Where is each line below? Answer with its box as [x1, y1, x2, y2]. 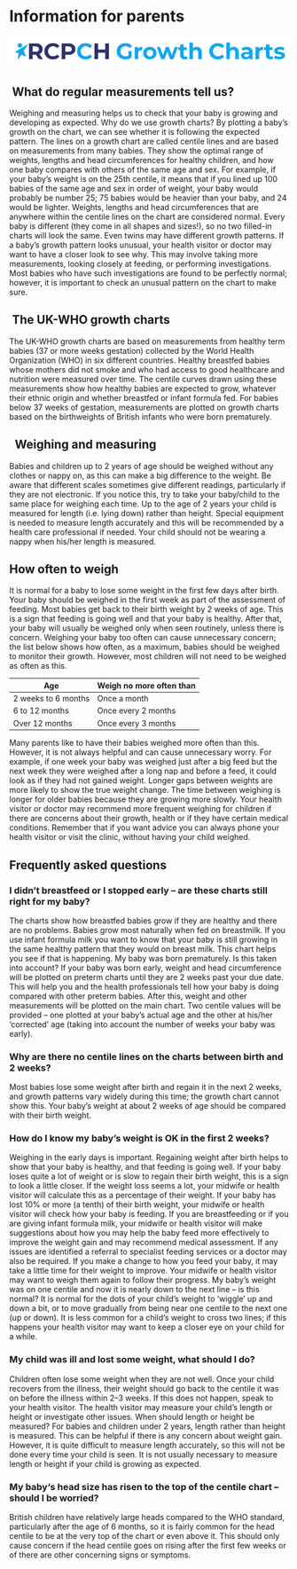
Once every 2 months [97, 705, 176, 716]
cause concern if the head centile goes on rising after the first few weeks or [9, 1541, 286, 1551]
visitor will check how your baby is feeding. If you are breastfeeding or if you [9, 1209, 289, 1220]
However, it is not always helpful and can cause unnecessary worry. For [9, 747, 272, 757]
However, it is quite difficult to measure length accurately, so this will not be [9, 1440, 285, 1450]
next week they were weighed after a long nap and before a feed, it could [9, 765, 277, 777]
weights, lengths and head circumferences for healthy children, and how [9, 155, 274, 165]
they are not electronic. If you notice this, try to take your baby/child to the [9, 489, 280, 499]
